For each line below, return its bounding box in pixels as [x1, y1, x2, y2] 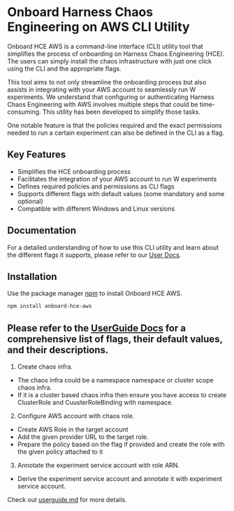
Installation [7, 270, 57, 283]
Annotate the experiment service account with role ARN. [17, 461, 180, 470]
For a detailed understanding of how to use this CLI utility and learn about [7, 243, 219, 251]
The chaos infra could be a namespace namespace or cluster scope [17, 376, 214, 385]
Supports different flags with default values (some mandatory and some [17, 189, 225, 198]
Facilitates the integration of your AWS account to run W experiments [17, 175, 217, 183]
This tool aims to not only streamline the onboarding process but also [7, 77, 207, 86]
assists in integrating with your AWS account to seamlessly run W [7, 85, 196, 94]
